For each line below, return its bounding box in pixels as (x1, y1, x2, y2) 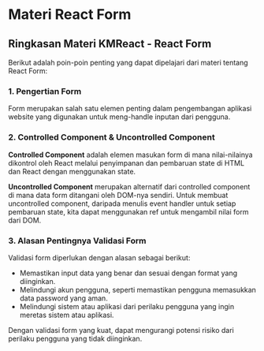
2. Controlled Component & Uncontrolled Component (8, 132, 215, 143)
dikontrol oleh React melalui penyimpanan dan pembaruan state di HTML (8, 158, 245, 167)
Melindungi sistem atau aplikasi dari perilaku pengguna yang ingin (19, 301, 235, 311)
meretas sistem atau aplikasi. (19, 310, 114, 319)
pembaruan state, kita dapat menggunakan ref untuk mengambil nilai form (8, 207, 249, 216)
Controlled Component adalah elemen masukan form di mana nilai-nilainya (8, 150, 254, 159)
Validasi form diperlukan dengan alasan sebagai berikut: (8, 252, 191, 262)
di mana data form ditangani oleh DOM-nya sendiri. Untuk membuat (8, 190, 229, 200)
